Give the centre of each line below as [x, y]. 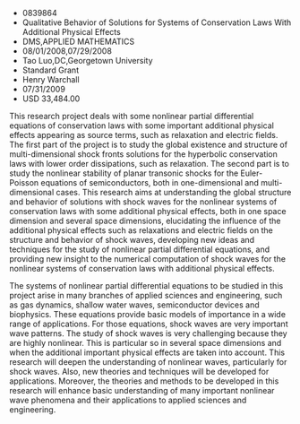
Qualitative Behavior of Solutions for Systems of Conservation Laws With [157, 22]
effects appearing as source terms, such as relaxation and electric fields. [144, 135]
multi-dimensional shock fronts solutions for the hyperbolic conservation [143, 154]
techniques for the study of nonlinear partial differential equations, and [140, 249]
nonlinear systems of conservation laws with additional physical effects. [142, 268]
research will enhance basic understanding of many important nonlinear [142, 390]
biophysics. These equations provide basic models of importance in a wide [148, 314]
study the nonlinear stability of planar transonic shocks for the [124, 173]
